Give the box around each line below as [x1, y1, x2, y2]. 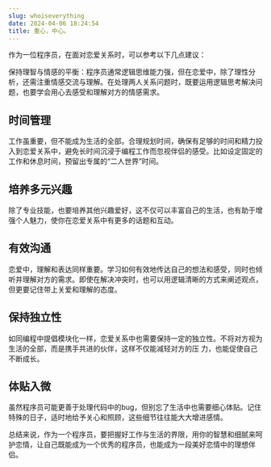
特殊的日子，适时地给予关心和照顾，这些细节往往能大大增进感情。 [8, 413, 227, 423]
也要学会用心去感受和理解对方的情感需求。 [22, 87, 164, 97]
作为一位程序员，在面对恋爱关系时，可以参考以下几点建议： [8, 50, 206, 60]
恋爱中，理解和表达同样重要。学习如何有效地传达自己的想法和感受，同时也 [8, 264, 256, 274]
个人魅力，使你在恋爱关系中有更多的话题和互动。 [15, 216, 178, 225]
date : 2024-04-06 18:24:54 [8, 19, 99, 27]
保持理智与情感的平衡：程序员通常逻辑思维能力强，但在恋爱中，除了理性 [8, 67, 248, 77]
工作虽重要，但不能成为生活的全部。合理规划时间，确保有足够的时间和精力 [8, 137, 256, 146]
